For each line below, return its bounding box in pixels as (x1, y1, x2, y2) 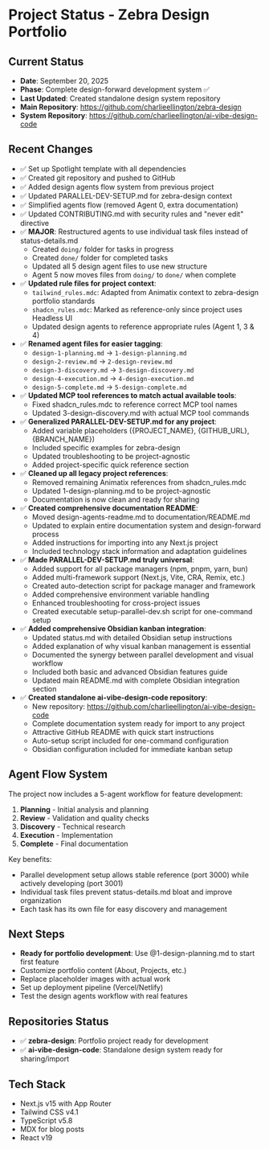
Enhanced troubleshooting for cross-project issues (31, 597, 201, 608)
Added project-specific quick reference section (31, 460, 190, 470)
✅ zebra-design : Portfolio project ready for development (19, 1036, 209, 1046)
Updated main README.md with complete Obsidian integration (31, 675, 240, 685)
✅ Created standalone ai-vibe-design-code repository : (19, 692, 208, 702)
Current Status (8, 55, 84, 68)
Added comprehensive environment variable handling (31, 589, 210, 599)
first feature (19, 957, 59, 966)
